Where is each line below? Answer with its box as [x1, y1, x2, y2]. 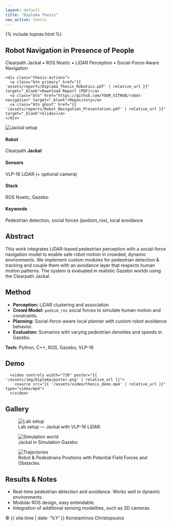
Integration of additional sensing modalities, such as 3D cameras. [12, 505, 151, 511]
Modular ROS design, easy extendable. [12, 499, 95, 506]
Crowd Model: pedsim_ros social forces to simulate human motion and [12, 307, 161, 313]
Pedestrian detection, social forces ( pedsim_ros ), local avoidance [5, 217, 143, 223]
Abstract [5, 232, 34, 241]
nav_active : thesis [5, 17, 47, 22]
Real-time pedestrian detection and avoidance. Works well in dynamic [12, 489, 160, 495]
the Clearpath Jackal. [5, 273, 51, 279]
